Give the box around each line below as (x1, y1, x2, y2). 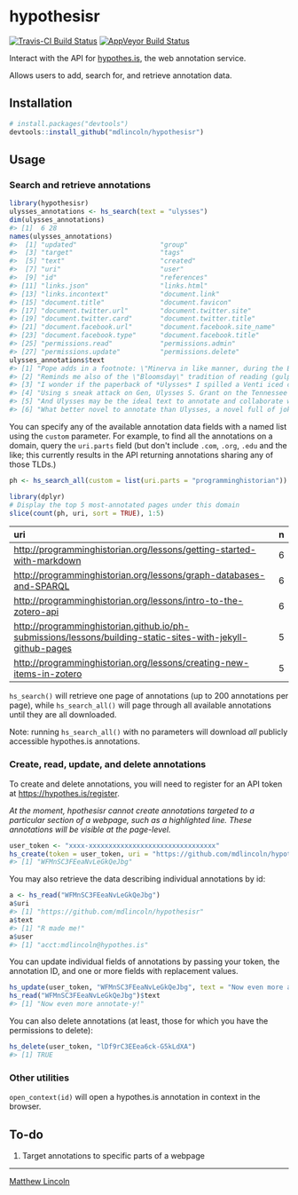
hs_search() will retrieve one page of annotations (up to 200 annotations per (9, 691, 289, 701)
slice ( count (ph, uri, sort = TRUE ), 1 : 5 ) (9, 509, 165, 518)
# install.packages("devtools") (9, 119, 129, 128)
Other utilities (9, 1072, 69, 1084)
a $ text (9, 915, 34, 924)
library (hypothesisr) (9, 199, 90, 208)
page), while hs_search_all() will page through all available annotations (9, 700, 272, 711)
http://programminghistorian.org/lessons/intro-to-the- (13, 595, 244, 607)
